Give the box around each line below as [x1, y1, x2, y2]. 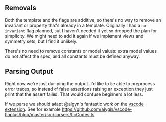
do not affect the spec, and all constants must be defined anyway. [5, 53, 140, 59]
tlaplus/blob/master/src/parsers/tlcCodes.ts [5, 111, 95, 117]
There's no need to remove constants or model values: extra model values [5, 48, 157, 54]
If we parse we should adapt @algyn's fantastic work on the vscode [5, 101, 144, 107]
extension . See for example [5, 106, 61, 112]
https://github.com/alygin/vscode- [61, 106, 132, 112]
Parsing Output [5, 67, 53, 76]
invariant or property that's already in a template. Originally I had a [5, 22, 140, 28]
